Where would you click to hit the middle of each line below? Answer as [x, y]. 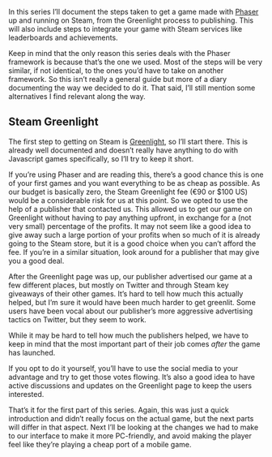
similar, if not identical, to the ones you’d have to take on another [116, 71]
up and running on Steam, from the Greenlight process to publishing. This [131, 20]
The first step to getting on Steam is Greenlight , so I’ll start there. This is [128, 141]
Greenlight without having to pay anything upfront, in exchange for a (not [130, 218]
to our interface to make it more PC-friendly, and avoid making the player [130, 435]
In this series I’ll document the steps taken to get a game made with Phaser [134, 12]
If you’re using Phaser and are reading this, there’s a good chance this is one [136, 175]
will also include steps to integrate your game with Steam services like [125, 29]
